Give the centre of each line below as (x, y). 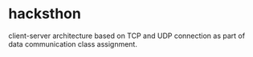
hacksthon (45, 14)
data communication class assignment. (73, 44)
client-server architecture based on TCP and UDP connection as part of (127, 36)
